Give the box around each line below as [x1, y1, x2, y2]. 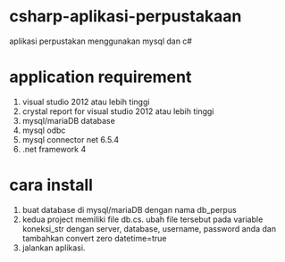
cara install [9, 176, 94, 195]
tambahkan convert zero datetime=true [21, 233, 167, 243]
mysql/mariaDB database [21, 115, 116, 126]
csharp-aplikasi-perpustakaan [9, 6, 242, 27]
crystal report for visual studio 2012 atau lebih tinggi [21, 105, 214, 117]
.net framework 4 [21, 143, 87, 154]
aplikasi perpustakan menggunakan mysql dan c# [9, 36, 192, 46]
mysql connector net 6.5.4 [21, 134, 120, 144]
